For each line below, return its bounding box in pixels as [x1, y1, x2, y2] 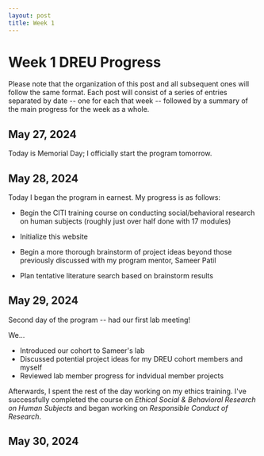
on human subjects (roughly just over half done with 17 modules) [19, 217, 231, 226]
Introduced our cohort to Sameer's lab [19, 346, 145, 355]
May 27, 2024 [8, 128, 77, 141]
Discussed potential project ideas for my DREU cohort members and [19, 354, 243, 363]
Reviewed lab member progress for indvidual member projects [19, 370, 224, 381]
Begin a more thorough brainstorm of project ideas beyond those [19, 247, 232, 257]
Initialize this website [19, 232, 89, 242]
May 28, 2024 [8, 171, 79, 185]
